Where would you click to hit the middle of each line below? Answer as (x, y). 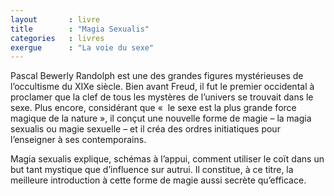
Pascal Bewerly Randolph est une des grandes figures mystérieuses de (157, 76)
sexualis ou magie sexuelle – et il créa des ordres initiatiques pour (145, 129)
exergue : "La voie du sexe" (82, 47)
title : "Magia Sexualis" (80, 29)
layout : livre (55, 19)
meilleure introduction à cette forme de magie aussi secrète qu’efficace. (158, 180)
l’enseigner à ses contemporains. (78, 140)
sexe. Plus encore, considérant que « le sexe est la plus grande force (153, 108)
